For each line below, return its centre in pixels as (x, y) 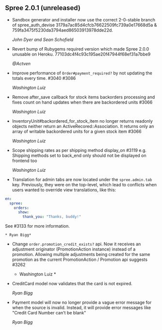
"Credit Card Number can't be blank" (49, 313)
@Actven (21, 63)
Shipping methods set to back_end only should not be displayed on (79, 155)
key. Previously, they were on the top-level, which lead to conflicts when (84, 184)
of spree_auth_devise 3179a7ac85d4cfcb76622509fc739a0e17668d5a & (84, 25)
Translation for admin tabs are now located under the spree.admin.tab (82, 179)
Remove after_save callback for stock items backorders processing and (83, 97)
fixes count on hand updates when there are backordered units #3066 (82, 102)
